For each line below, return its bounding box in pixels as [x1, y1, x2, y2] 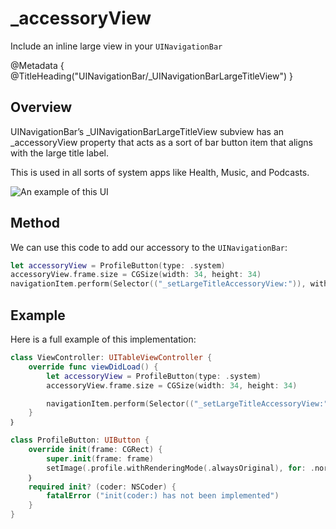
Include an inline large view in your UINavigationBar [10, 40, 223, 52]
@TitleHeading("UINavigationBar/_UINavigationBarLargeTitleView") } [10, 70, 294, 82]
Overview [10, 99, 73, 116]
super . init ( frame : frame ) [46, 453, 155, 464]
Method [10, 215, 61, 232]
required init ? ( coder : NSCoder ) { [28, 482, 177, 492]
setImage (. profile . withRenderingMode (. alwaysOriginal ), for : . [46, 463, 315, 473]
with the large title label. [10, 147, 110, 159]
